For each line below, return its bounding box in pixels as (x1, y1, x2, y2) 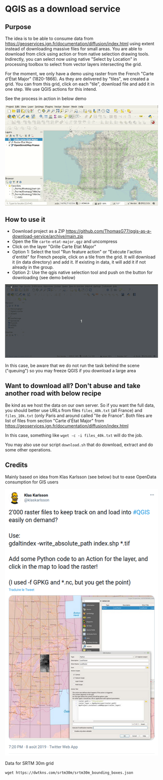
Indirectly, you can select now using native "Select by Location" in (5, 56, 137, 62)
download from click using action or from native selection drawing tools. (5, 51, 149, 57)
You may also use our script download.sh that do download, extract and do (5, 442, 153, 448)
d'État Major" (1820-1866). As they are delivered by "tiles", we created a (5, 76, 149, 82)
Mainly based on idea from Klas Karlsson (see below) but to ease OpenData (5, 474, 157, 480)
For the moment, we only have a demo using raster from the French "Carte (5, 71, 154, 76)
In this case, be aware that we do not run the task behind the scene (5, 363, 140, 368)
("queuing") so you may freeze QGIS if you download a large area (5, 368, 136, 374)
